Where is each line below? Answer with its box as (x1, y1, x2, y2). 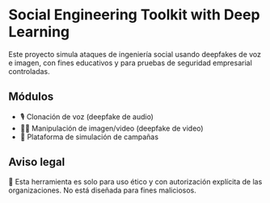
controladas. (8, 66, 50, 76)
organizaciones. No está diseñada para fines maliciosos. (8, 185, 196, 195)
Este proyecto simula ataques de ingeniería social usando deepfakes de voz (8, 49, 261, 59)
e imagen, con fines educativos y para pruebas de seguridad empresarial (8, 58, 252, 68)
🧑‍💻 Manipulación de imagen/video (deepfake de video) (19, 123, 204, 133)
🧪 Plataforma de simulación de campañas (19, 131, 159, 142)
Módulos (8, 90, 54, 104)
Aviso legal (8, 155, 65, 169)
